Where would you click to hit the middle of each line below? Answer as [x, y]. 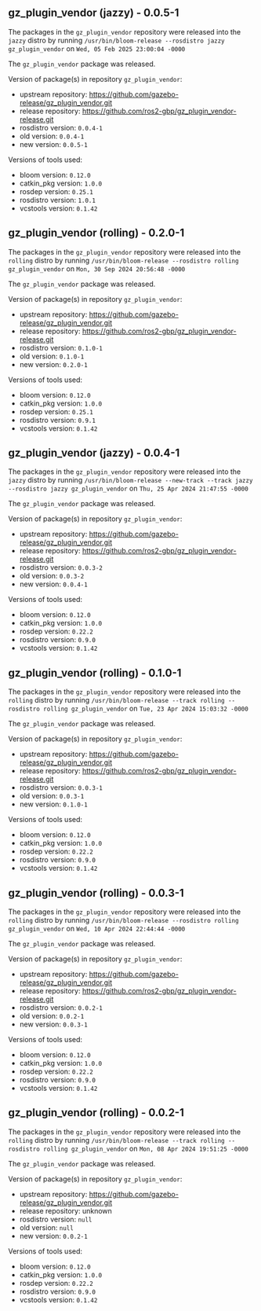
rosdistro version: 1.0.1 [58, 200]
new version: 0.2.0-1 [53, 364]
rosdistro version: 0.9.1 [58, 420]
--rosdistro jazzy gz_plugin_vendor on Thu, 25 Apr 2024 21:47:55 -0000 [128, 488]
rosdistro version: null [56, 1219]
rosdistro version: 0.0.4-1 [61, 127]
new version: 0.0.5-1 [53, 144]
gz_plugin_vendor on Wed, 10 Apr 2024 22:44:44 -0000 [97, 929]
